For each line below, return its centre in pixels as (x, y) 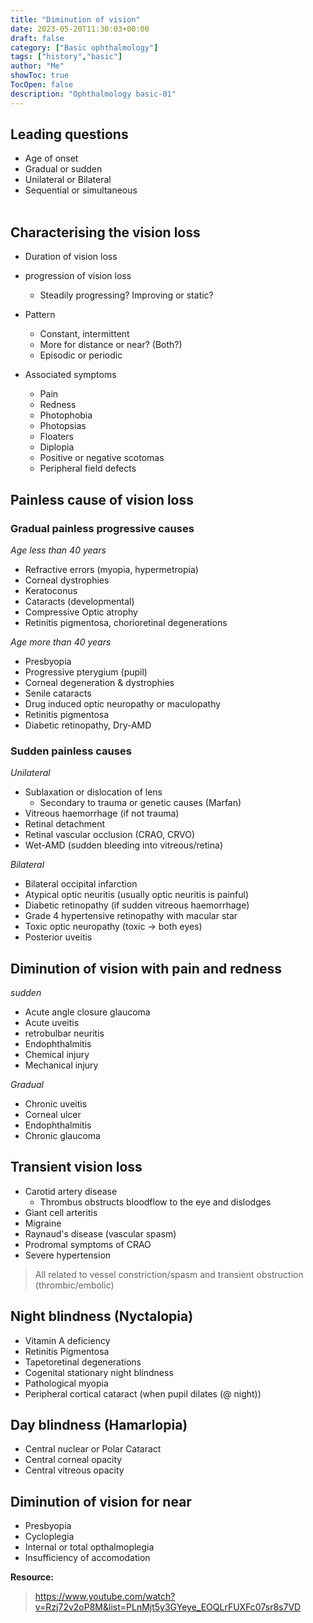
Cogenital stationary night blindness (99, 1372)
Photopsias (63, 426)
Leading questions (69, 134)
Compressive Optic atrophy (81, 612)
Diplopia (57, 447)
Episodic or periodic (81, 355)
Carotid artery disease (71, 1191)
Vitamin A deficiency (67, 1340)
